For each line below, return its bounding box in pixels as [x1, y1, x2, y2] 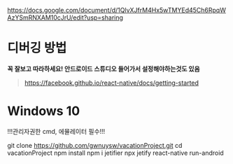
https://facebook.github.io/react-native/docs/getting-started [24, 78, 199, 87]
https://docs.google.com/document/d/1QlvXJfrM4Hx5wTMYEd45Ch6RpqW [7, 6, 226, 14]
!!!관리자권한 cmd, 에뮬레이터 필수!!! [7, 127, 106, 135]
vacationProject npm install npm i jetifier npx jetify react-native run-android [7, 149, 224, 157]
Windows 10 [7, 103, 80, 119]
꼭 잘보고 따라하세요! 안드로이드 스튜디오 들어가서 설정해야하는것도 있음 [7, 64, 201, 73]
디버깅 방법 [7, 40, 67, 56]
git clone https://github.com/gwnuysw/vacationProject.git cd [7, 141, 183, 149]
